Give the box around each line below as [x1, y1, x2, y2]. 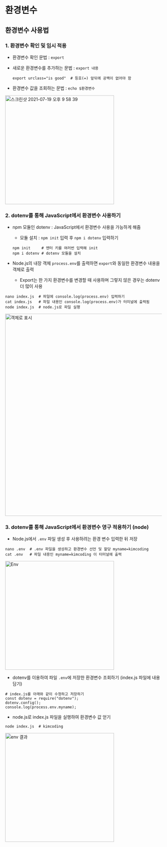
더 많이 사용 [19, 283, 43, 289]
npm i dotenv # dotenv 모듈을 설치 [12, 251, 81, 256]
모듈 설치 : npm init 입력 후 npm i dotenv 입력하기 [19, 235, 119, 241]
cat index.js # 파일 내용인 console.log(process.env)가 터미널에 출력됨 [5, 300, 150, 305]
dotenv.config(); [5, 700, 41, 706]
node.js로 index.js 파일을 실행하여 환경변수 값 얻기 [12, 714, 111, 720]
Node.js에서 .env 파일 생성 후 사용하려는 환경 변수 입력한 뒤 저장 [12, 536, 138, 542]
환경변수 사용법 [5, 26, 49, 34]
